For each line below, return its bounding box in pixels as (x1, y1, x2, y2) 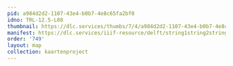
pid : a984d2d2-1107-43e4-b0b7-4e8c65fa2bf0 (7, 10, 135, 17)
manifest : (7, 29, 36, 36)
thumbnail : (7, 23, 39, 30)
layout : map (7, 42, 42, 49)
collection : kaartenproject (7, 49, 89, 56)
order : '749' (7, 36, 45, 43)
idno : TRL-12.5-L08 (7, 16, 64, 23)
